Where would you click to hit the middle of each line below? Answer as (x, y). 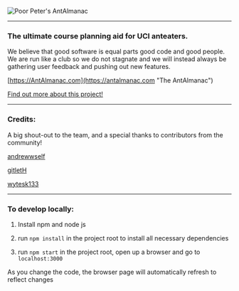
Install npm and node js (52, 224)
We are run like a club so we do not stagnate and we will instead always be (117, 59)
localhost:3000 (40, 259)
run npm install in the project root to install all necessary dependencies (123, 238)
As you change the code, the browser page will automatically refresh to (112, 272)
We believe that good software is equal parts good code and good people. (116, 52)
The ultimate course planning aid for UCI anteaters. (98, 36)
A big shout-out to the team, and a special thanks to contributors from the (116, 134)
